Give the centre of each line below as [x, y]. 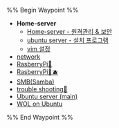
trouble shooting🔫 [42, 89]
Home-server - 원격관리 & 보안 [69, 31]
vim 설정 [38, 49]
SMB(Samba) [35, 82]
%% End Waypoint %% [40, 117]
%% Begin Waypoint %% [43, 10]
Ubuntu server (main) [47, 97]
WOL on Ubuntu [39, 104]
